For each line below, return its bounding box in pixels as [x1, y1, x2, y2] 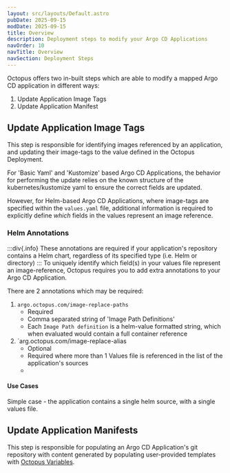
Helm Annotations [7, 229, 70, 238]
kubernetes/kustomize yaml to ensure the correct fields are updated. [7, 183, 202, 191]
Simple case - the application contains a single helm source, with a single [7, 398, 216, 406]
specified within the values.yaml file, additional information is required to [7, 204, 213, 212]
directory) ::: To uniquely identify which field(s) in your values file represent [7, 258, 221, 267]
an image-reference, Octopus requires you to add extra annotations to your [7, 266, 221, 274]
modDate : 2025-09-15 [7, 23, 67, 30]
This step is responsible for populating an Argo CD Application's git [7, 443, 198, 451]
